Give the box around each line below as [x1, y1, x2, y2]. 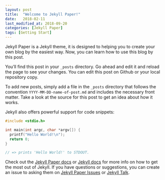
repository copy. [5, 74, 39, 80]
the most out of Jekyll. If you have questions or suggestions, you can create [5, 164, 160, 170]
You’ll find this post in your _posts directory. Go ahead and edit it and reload [5, 64, 160, 70]
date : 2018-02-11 [5, 16, 45, 21]
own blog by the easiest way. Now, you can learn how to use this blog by [5, 49, 153, 55]
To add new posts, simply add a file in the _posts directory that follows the [5, 84, 157, 89]
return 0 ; [9, 137, 30, 142]
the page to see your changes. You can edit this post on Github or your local [5, 69, 161, 74]
